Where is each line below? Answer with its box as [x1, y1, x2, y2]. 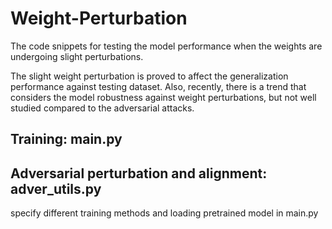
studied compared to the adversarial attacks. [10, 102, 195, 114]
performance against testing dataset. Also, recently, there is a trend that [10, 80, 307, 92]
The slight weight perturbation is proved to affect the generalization [10, 70, 289, 82]
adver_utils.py [10, 180, 102, 197]
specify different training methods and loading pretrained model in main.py [10, 207, 319, 219]
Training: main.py [10, 131, 123, 148]
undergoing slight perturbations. [10, 50, 144, 62]
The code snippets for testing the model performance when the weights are [10, 40, 323, 52]
